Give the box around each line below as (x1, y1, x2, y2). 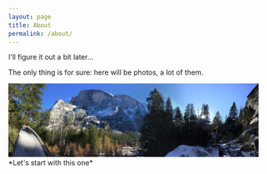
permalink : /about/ (8, 29, 73, 37)
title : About (8, 21, 52, 29)
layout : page (8, 13, 52, 21)
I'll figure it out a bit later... (8, 52, 94, 62)
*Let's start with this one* (8, 158, 94, 168)
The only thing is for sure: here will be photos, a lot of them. (8, 68, 204, 77)
